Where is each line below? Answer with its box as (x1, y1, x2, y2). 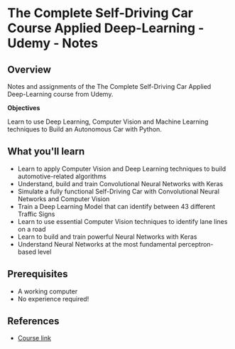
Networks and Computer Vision (17, 194, 110, 203)
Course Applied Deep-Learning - (7, 20, 204, 36)
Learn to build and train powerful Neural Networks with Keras (17, 232, 197, 241)
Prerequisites (7, 268, 68, 280)
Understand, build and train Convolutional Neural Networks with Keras (17, 179, 224, 188)
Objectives (7, 104, 40, 112)
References (7, 315, 60, 328)
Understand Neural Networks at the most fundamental (17, 240, 177, 248)
